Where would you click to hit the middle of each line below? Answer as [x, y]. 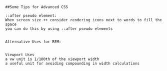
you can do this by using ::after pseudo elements [59, 29]
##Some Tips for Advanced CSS [37, 7]
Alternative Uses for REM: [33, 42]
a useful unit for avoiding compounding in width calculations [72, 64]
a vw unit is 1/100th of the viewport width [52, 59]
